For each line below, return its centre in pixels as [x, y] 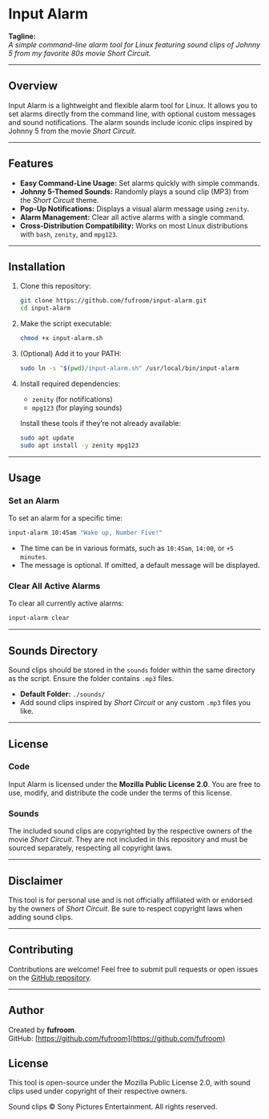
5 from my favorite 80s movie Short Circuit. [80, 53]
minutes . [34, 557]
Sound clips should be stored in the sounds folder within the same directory [132, 670]
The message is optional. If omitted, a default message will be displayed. [140, 566]
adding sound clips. [41, 917]
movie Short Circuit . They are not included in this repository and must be [128, 840]
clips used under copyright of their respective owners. [98, 1091]
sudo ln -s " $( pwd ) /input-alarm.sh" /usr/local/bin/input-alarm [129, 368]
